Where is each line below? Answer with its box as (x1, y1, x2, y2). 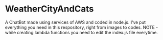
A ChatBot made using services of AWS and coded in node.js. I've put (5, 19, 146, 25)
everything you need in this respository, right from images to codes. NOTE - (5, 24, 158, 30)
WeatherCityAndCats (5, 3, 94, 14)
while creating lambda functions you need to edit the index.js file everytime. (5, 29, 158, 35)
